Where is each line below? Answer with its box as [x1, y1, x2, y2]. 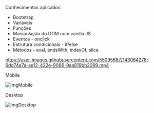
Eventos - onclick [12, 36, 50, 42]
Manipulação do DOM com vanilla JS [12, 31, 91, 36]
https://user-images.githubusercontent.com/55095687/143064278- [5, 57, 149, 63]
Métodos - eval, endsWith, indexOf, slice [12, 47, 99, 53]
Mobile [5, 72, 20, 78]
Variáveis [12, 20, 32, 26]
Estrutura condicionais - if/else [12, 41, 78, 48]
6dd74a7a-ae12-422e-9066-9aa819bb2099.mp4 [5, 62, 109, 68]
